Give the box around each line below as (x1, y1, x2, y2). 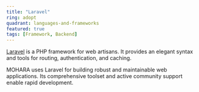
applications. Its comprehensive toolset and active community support (6, 73, 183, 80)
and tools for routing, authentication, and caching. (6, 54, 132, 62)
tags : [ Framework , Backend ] (6, 31, 78, 38)
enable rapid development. (6, 79, 74, 87)
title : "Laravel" (6, 8, 51, 15)
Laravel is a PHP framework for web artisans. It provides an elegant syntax (6, 48, 194, 55)
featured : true (6, 25, 45, 32)
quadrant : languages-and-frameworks (6, 20, 99, 26)
